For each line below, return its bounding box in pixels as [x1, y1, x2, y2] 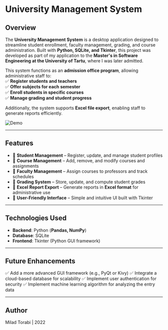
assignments [12, 163, 39, 169]
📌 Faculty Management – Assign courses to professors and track [12, 168, 148, 174]
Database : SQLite [12, 232, 49, 238]
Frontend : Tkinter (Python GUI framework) [12, 238, 100, 244]
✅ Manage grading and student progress [5, 95, 92, 101]
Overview [5, 23, 36, 32]
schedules [12, 173, 34, 179]
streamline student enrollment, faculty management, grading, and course [5, 42, 156, 48]
